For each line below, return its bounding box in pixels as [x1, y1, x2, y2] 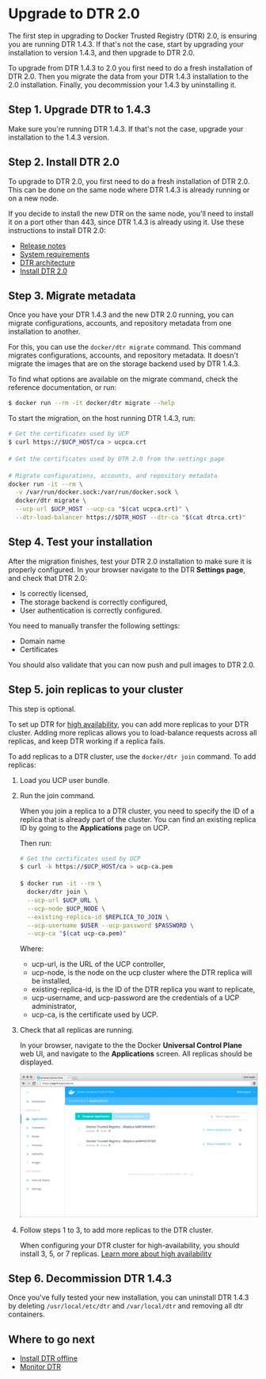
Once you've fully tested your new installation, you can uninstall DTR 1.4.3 [8, 1293, 249, 1302]
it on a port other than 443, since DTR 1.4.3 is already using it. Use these [8, 217, 245, 227]
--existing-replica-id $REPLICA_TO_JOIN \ [27, 913, 169, 921]
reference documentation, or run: [8, 383, 117, 392]
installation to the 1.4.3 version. [8, 132, 109, 142]
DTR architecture [19, 258, 75, 267]
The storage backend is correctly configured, [19, 597, 168, 606]
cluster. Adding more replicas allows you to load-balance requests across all [8, 728, 257, 737]
